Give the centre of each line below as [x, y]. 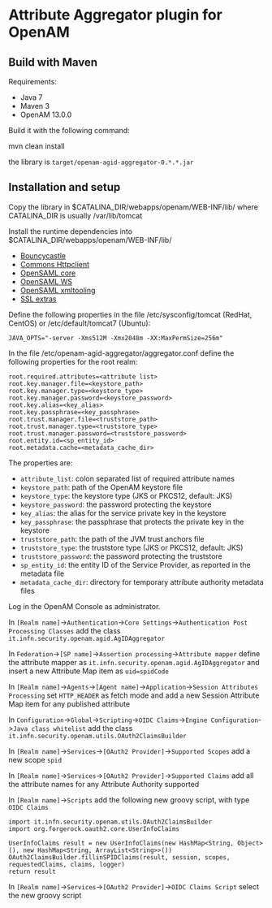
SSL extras [38, 299]
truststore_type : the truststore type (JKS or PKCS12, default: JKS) [132, 547]
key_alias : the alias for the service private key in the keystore [123, 512]
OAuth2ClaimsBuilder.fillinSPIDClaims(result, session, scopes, [119, 857]
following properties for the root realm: [73, 361]
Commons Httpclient [55, 264]
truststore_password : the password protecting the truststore [121, 556]
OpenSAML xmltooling [58, 290]
